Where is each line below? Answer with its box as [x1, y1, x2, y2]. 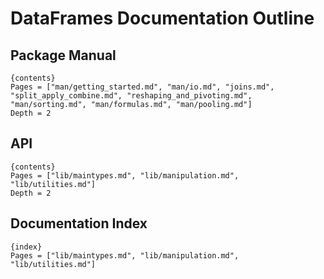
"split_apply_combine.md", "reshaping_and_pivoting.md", [10, 91, 253, 101]
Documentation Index [10, 215, 148, 232]
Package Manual [10, 47, 117, 64]
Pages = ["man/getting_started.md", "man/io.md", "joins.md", [10, 82, 275, 92]
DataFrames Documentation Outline [10, 7, 315, 30]
